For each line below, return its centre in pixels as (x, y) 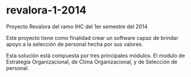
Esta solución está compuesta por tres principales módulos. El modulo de (96, 55)
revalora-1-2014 (46, 10)
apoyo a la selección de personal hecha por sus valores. (75, 44)
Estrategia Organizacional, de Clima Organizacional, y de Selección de (92, 62)
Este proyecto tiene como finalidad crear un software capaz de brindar (92, 38)
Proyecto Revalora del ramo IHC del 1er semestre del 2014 (77, 26)
